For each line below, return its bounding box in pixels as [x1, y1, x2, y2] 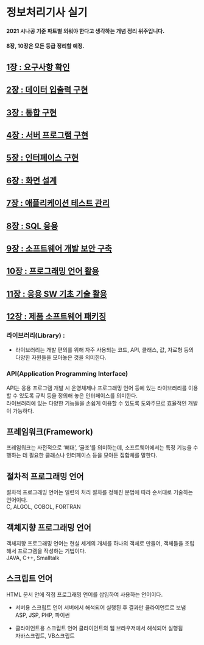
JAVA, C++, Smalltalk [6, 554, 60, 562]
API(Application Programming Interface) [6, 370, 128, 378]
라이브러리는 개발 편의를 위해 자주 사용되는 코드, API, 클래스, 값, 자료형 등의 [15, 346, 194, 354]
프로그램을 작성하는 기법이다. [17, 547, 86, 555]
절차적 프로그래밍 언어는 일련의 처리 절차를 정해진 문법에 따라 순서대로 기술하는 [6, 489, 194, 496]
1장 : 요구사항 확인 [6, 62, 70, 72]
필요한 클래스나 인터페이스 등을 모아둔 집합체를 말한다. [29, 451, 158, 459]
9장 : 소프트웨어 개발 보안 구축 [6, 243, 113, 253]
